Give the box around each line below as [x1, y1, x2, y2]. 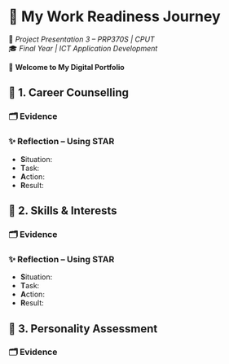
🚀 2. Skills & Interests [8, 204, 117, 217]
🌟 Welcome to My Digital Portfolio [8, 62, 125, 72]
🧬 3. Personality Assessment [8, 322, 158, 335]
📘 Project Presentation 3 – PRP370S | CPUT [8, 34, 155, 44]
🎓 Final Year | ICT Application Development [8, 43, 158, 53]
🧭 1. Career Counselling [8, 86, 129, 100]
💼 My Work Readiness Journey [8, 7, 222, 26]
